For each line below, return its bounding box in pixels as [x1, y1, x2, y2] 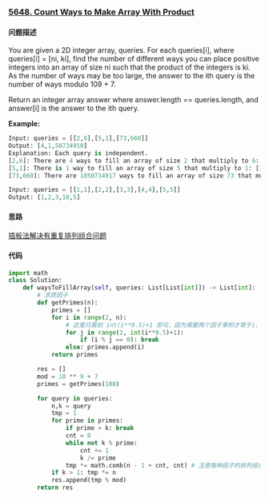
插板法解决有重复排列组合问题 [8, 231, 106, 241]
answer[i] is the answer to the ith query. [8, 103, 140, 114]
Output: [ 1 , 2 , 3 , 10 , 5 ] [8, 193, 81, 201]
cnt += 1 [79, 446, 110, 454]
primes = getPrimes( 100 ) [37, 380, 120, 388]
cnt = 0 [65, 432, 91, 440]
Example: [8, 119, 41, 129]
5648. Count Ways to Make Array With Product [8, 6, 195, 18]
